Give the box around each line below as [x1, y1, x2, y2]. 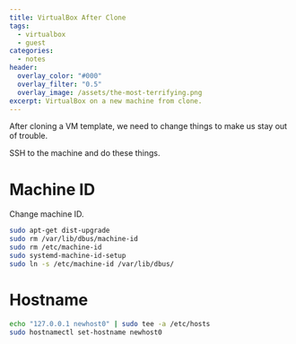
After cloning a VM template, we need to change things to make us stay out [9, 121, 288, 132]
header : [9, 64, 39, 73]
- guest [17, 38, 47, 47]
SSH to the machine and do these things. [9, 148, 161, 159]
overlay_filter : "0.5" [17, 80, 102, 89]
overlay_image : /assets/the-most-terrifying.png [17, 88, 203, 97]
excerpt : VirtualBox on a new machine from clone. [9, 96, 203, 106]
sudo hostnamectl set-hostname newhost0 [9, 328, 163, 337]
